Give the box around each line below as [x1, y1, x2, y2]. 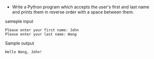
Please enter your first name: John [5, 28, 79, 33]
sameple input [5, 19, 33, 24]
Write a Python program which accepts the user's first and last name [12, 4, 150, 10]
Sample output [5, 40, 34, 46]
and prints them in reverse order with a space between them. [12, 9, 134, 15]
